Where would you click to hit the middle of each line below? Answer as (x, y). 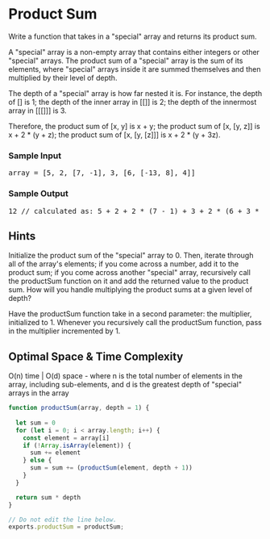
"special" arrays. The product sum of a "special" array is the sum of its (126, 61)
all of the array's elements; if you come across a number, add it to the (124, 264)
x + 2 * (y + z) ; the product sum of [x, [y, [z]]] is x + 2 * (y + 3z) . (114, 135)
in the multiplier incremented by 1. (64, 331)
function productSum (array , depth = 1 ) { (79, 408)
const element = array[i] (66, 438)
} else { (37, 461)
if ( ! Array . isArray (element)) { (77, 445)
